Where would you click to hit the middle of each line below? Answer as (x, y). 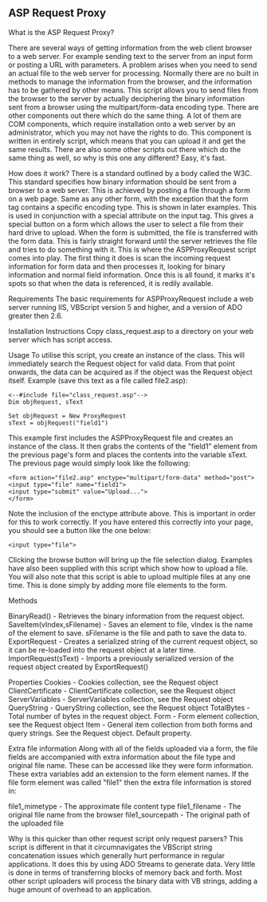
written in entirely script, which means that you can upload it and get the (127, 141)
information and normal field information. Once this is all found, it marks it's (132, 275)
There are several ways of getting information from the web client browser (130, 48)
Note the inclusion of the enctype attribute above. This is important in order (132, 513)
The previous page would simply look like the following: (99, 463)
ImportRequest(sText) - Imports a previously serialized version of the (121, 658)
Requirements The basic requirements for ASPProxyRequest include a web (131, 299)
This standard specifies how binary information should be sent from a (122, 182)
